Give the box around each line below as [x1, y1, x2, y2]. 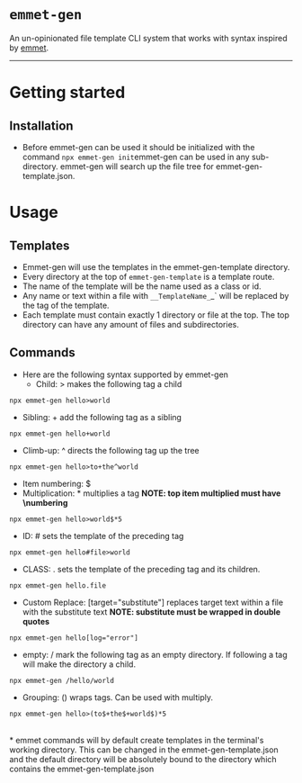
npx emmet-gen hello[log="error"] [9, 633, 139, 643]
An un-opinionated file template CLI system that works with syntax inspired [9, 32, 288, 43]
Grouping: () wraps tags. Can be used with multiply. [22, 691, 214, 703]
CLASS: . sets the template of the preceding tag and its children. [22, 563, 261, 574]
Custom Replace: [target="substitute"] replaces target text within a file [22, 597, 284, 607]
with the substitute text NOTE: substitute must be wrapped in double [22, 606, 281, 617]
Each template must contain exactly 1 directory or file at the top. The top [22, 309, 290, 320]
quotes [22, 616, 50, 626]
